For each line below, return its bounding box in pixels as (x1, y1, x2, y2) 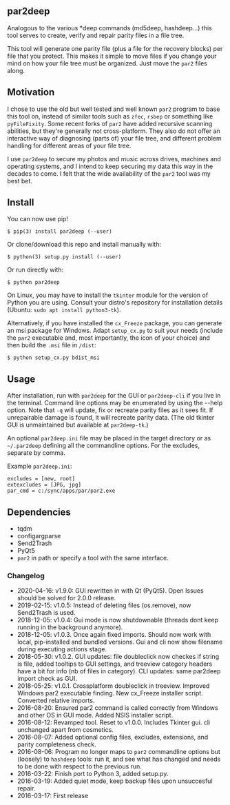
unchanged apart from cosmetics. (17, 726, 114, 734)
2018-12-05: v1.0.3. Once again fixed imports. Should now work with (17, 631, 211, 639)
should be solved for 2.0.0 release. (17, 594, 116, 602)
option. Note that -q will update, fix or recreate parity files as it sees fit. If (7, 406, 213, 414)
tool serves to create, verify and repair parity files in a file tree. (7, 31, 185, 39)
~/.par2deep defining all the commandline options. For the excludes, (7, 441, 200, 450)
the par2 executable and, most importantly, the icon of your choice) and (7, 334, 210, 342)
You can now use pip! (7, 215, 69, 223)
